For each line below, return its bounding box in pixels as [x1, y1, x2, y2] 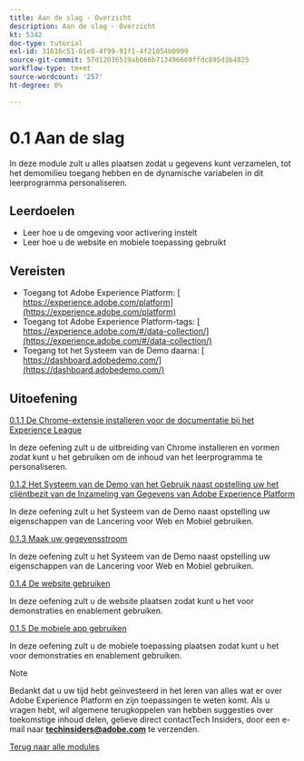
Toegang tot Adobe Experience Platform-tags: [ [22, 317, 201, 327]
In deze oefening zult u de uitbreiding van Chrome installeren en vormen [9, 442, 279, 453]
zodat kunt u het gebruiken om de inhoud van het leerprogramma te [9, 452, 263, 463]
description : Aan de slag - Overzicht [9, 22, 156, 31]
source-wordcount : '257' [9, 73, 103, 82]
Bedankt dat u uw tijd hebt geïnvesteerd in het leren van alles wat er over [9, 686, 283, 696]
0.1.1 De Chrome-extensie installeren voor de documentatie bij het [9, 415, 254, 425]
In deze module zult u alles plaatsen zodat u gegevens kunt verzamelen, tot [9, 158, 292, 169]
